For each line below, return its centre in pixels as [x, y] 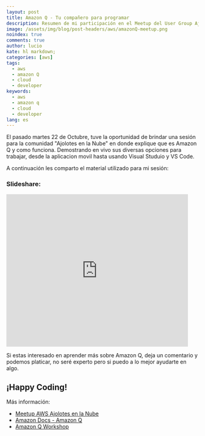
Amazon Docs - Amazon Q [49, 420]
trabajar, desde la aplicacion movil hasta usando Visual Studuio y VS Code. [100, 157]
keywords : [19, 91]
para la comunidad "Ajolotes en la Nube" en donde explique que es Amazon [102, 143]
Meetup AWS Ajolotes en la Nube [57, 414]
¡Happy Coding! [37, 387]
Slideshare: [23, 184]
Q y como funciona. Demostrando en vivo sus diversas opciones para [94, 150]
